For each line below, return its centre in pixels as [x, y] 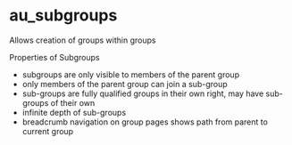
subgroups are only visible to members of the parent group [130, 74]
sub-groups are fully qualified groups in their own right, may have [143, 93]
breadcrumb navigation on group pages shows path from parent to [145, 122]
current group [48, 131]
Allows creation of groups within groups [83, 40]
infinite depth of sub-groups [74, 112]
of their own [73, 102]
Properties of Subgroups [54, 57]
